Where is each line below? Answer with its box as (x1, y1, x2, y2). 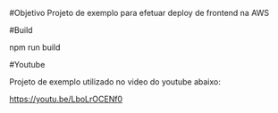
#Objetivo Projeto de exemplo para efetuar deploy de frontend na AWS (9, 8, 270, 18)
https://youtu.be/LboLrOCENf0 (9, 93, 123, 104)
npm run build (9, 42, 61, 52)
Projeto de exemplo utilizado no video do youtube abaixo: (9, 77, 222, 87)
